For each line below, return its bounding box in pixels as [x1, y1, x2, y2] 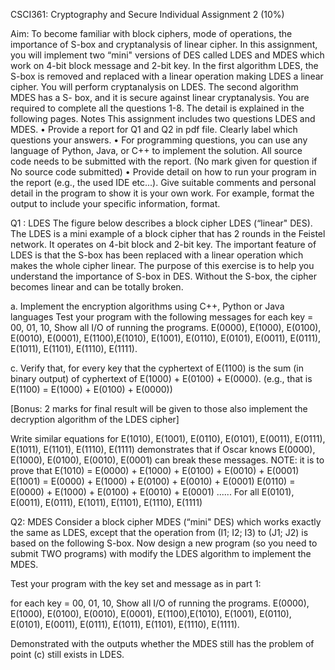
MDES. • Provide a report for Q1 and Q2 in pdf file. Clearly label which [10, 124, 298, 135]
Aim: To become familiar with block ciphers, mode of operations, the [10, 28, 293, 39]
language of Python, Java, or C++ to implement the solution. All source [10, 145, 303, 156]
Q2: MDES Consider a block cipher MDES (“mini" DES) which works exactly [10, 516, 322, 528]
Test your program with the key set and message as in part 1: [10, 578, 262, 589]
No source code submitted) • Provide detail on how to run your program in [10, 166, 317, 178]
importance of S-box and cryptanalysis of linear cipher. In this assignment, [10, 39, 318, 50]
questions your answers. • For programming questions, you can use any [10, 134, 308, 146]
